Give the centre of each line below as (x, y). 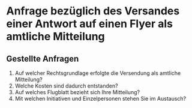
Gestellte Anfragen (43, 58)
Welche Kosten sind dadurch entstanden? (66, 86)
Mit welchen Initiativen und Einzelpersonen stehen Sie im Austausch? (100, 98)
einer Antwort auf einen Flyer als (89, 24)
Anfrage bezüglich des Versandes (93, 11)
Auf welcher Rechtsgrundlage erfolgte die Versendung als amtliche (98, 73)
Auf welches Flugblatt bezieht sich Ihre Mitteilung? (77, 92)
